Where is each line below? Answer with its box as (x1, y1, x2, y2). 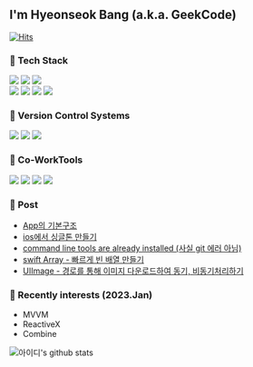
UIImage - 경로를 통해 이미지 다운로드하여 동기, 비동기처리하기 (22, 265, 244, 276)
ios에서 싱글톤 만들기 (22, 232, 97, 242)
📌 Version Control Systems (9, 109, 131, 122)
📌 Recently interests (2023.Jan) (9, 288, 152, 301)
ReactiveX (22, 319, 61, 330)
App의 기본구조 (22, 220, 77, 231)
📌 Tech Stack (9, 54, 69, 66)
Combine (22, 329, 57, 340)
